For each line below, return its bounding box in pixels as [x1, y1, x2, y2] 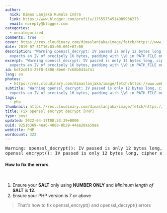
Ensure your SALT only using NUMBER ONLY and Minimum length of [12, 182, 154, 188]
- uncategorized [9, 30, 43, 35]
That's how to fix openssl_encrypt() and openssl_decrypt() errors [17, 202, 151, 209]
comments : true [5, 35, 37, 40]
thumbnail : [5, 104, 28, 109]
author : [5, 7, 21, 12]
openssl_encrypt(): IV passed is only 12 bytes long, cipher [5, 150, 158, 156]
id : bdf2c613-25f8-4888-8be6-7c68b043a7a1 [5, 68, 94, 72]
